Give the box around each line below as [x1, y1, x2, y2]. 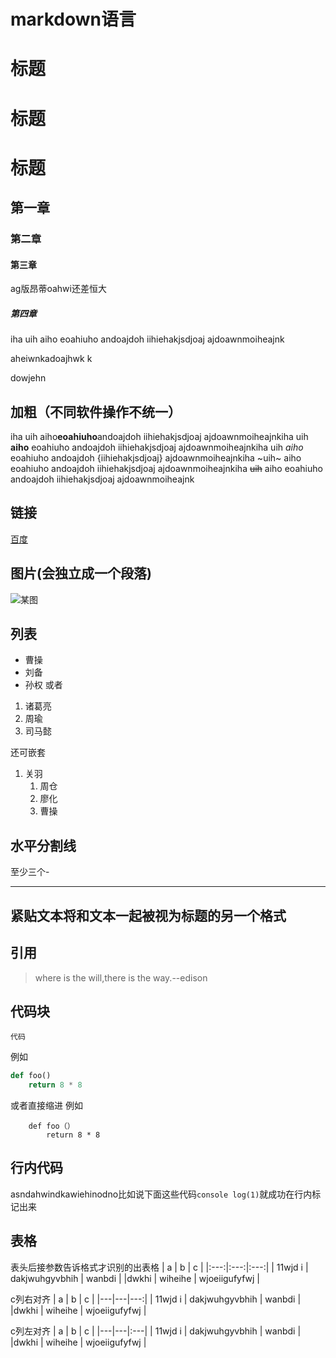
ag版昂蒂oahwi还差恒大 [10, 283, 107, 295]
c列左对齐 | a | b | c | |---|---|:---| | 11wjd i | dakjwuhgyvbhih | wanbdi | [10, 1325, 302, 1337]
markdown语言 [10, 8, 137, 31]
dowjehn [10, 372, 47, 384]
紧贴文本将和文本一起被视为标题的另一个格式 [10, 907, 287, 924]
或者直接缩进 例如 [10, 1100, 83, 1112]
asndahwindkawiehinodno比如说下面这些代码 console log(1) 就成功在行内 [10, 1188, 313, 1200]
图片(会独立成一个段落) [10, 565, 152, 582]
